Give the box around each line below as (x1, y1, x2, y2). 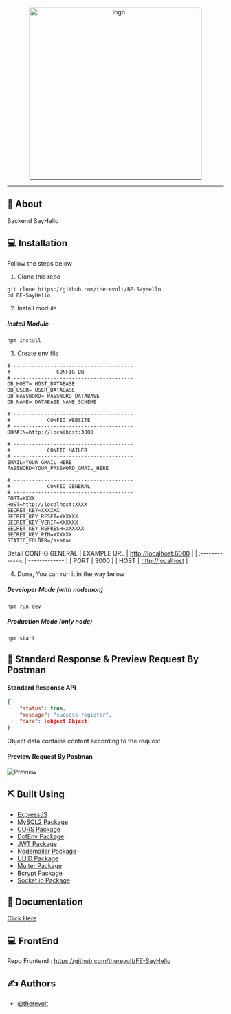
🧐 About (7, 198, 43, 210)
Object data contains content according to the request (7, 737, 161, 745)
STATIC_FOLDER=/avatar (7, 537, 72, 544)
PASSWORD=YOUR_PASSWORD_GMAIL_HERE (7, 465, 109, 472)
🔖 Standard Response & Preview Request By (7, 653, 199, 665)
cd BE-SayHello (7, 292, 51, 299)
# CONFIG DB (7, 368, 85, 375)
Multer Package (16, 861, 63, 869)
